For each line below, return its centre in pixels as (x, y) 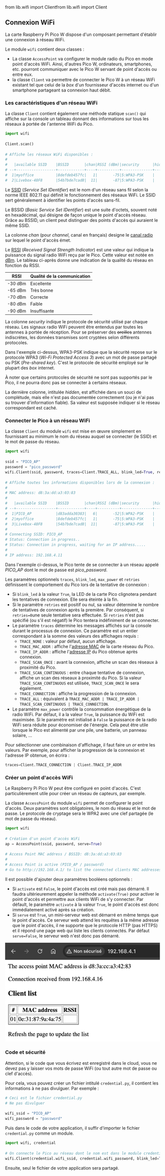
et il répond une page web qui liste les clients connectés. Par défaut (81, 930)
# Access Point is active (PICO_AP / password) (55, 865)
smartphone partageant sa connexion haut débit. (62, 90)
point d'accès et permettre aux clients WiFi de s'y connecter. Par (78, 899)
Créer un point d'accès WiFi (39, 777)
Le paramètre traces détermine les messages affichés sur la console (82, 625)
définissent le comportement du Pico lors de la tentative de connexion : (77, 585)
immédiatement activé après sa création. (53, 909)
